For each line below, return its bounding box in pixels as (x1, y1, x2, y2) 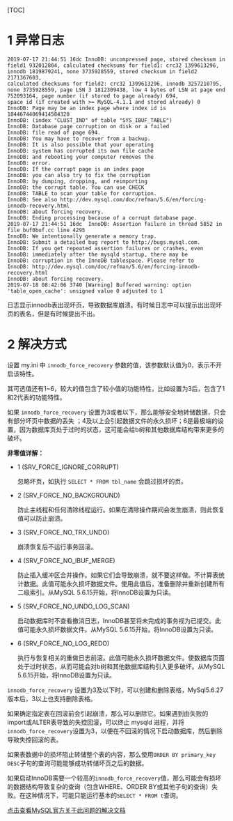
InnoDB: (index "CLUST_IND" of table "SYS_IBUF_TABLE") (7, 116, 172, 124)
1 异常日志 (7, 33, 65, 48)
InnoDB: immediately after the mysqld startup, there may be (7, 251, 188, 258)
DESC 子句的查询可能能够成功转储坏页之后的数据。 (7, 759, 148, 767)
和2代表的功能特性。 (7, 393, 66, 401)
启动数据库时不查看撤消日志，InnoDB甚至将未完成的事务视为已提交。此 (17, 616, 221, 624)
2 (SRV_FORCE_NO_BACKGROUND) (17, 491, 120, 499)
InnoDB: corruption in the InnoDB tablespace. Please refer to (7, 257, 195, 264)
